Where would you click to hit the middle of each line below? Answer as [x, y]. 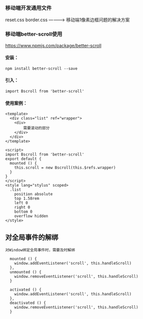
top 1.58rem [27, 199]
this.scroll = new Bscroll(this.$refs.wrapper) [65, 168]
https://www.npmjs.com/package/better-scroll [53, 45]
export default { [23, 159]
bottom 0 [23, 212]
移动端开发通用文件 [28, 8]
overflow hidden [31, 216]
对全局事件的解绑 [32, 237]
